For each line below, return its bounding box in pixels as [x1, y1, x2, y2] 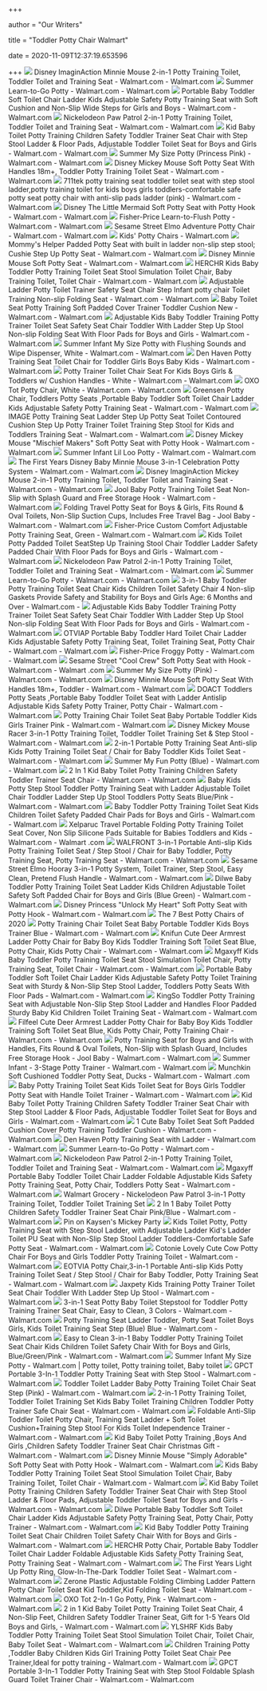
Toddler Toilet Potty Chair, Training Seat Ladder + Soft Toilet [8, 1415, 206, 1424]
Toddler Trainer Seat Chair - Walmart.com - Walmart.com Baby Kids [8, 776, 241, 784]
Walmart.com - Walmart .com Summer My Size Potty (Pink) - [8, 665, 218, 675]
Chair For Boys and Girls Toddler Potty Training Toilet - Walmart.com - [8, 1252, 239, 1261]
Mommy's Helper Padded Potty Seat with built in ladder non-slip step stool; [8, 240, 256, 248]
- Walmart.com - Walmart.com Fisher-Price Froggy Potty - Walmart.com [8, 646, 255, 656]
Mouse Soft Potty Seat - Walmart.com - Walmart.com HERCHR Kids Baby [8, 259, 259, 268]
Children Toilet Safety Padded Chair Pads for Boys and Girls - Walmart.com [8, 810, 255, 820]
